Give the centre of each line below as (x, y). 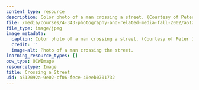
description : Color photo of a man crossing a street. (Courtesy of (92, 17)
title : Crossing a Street (38, 72)
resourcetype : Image (32, 67)
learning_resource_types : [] (42, 56)
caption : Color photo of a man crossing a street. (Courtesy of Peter (100, 39)
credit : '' (25, 45)
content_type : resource (36, 12)
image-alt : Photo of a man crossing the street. (73, 50)
